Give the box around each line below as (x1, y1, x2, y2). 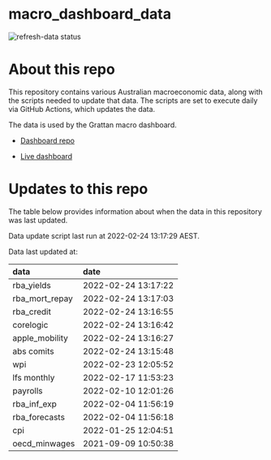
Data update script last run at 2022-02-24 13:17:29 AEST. (8, 230, 200, 240)
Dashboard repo (19, 135, 75, 145)
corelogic (12, 319, 49, 330)
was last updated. (8, 215, 68, 225)
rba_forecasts (12, 411, 65, 423)
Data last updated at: (8, 247, 79, 256)
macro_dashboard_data (8, 5, 172, 24)
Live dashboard (19, 151, 73, 161)
